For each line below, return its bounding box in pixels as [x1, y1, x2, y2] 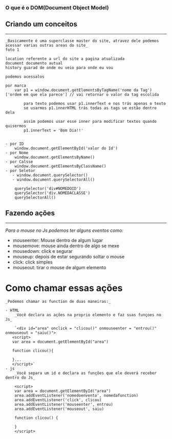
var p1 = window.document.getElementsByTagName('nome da [14, 87, 139, 93]
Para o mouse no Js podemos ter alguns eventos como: [5, 227, 124, 233]
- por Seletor [5, 168, 36, 173]
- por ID [5, 141, 24, 146]
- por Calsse [5, 159, 33, 164]
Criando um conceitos [5, 20, 78, 29]
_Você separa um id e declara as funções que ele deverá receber [14, 370, 157, 376]
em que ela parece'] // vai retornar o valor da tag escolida [24, 92, 159, 97]
